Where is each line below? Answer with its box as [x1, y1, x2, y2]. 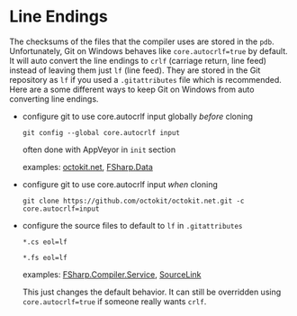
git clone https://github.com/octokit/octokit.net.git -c [22, 196, 245, 205]
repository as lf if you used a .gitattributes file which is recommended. [9, 74, 282, 85]
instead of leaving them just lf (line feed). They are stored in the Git [9, 65, 261, 76]
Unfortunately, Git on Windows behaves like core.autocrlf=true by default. [9, 45, 288, 56]
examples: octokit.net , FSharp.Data [22, 161, 153, 172]
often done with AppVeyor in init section [22, 144, 176, 155]
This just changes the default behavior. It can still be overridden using [22, 286, 282, 297]
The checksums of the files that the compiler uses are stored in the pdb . [9, 36, 274, 47]
